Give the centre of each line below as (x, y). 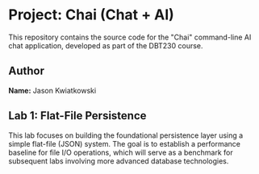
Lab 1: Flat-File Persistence (77, 116)
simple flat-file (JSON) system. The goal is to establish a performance (124, 143)
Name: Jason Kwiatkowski (52, 90)
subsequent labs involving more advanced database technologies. (119, 161)
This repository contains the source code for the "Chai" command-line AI (130, 37)
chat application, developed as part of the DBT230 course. (106, 45)
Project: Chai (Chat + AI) (92, 15)
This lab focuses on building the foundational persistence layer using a (126, 135)
